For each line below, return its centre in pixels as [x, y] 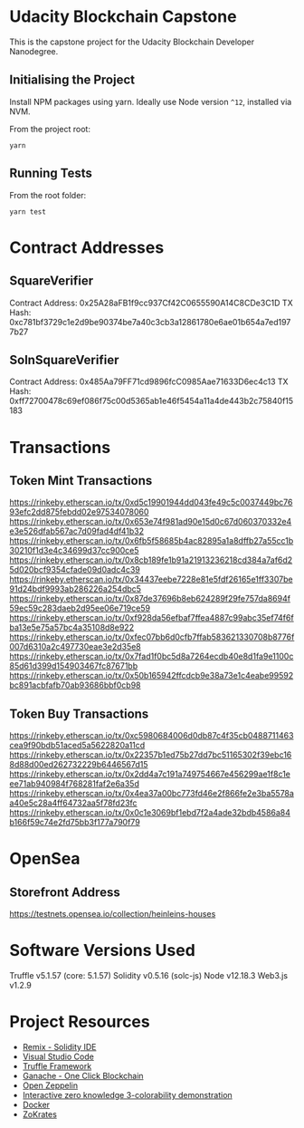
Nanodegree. [34, 51]
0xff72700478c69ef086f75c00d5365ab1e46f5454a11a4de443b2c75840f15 [152, 401]
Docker [36, 1105]
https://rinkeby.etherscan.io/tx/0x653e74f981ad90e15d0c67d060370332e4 [151, 522]
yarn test [28, 212]
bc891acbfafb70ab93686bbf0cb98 [76, 685]
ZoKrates [39, 1114]
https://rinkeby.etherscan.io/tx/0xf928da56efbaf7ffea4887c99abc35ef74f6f [152, 618]
